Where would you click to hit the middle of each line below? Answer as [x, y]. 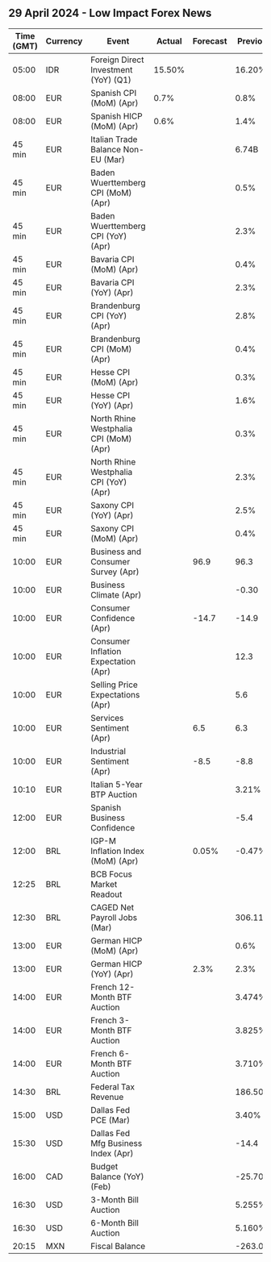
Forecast [210, 41]
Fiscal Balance [118, 1246]
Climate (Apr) [116, 594]
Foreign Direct [117, 60]
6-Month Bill [115, 1222]
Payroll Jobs [114, 917]
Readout [106, 894]
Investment [111, 69]
